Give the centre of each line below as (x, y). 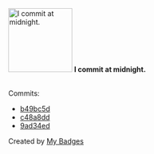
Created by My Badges (46, 141)
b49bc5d (35, 109)
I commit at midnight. (110, 69)
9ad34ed (35, 126)
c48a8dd (35, 117)
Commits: (24, 93)
